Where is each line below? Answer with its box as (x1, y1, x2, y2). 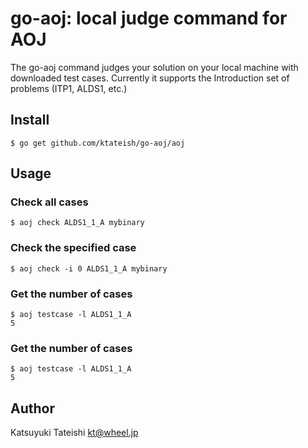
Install (10, 112, 50, 129)
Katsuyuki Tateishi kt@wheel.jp (10, 427, 139, 439)
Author (10, 400, 55, 417)
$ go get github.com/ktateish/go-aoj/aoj (10, 138, 186, 148)
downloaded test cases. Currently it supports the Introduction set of (10, 72, 290, 84)
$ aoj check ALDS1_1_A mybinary (10, 218, 145, 228)
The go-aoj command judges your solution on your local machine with (10, 61, 299, 73)
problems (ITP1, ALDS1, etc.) (10, 82, 128, 94)
